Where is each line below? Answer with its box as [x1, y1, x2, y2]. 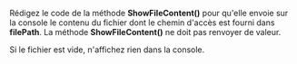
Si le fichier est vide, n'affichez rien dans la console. [9, 44, 205, 55]
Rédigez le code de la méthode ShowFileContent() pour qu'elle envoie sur [9, 8, 289, 18]
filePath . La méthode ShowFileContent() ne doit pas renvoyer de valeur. [9, 27, 282, 37]
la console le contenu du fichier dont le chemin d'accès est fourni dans [9, 17, 275, 28]
